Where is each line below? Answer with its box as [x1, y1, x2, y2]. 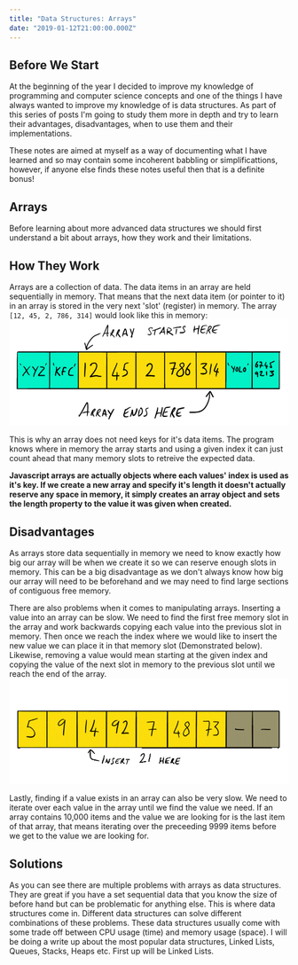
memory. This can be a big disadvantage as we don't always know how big [9, 567, 284, 577]
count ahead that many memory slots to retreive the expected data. [9, 453, 255, 464]
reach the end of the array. [9, 669, 107, 679]
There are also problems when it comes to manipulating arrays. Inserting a [9, 603, 281, 613]
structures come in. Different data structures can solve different [9, 908, 242, 919]
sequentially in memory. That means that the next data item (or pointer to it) [9, 291, 286, 302]
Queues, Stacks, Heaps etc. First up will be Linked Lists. [9, 945, 215, 957]
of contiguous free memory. [9, 585, 112, 596]
